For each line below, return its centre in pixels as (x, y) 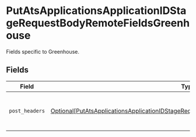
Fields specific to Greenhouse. (43, 51)
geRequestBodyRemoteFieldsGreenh (98, 23)
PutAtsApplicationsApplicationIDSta (96, 11)
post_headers (27, 111)
